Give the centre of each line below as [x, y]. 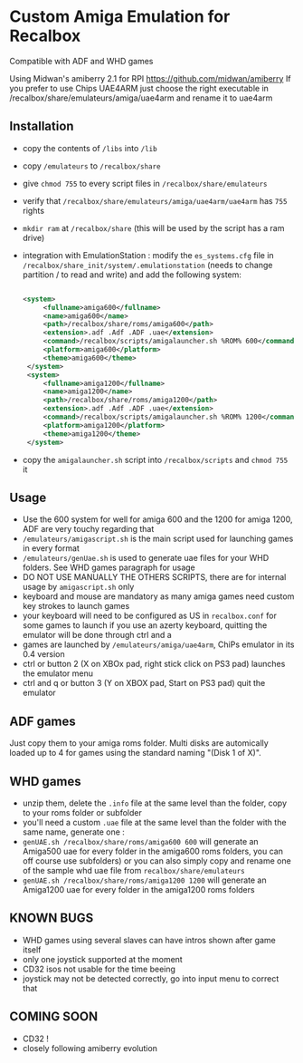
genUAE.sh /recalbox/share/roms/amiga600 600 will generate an [141, 841]
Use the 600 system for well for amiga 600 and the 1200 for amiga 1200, [157, 519]
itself [32, 950]
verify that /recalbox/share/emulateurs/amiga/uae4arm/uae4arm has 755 [155, 200]
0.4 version [43, 654]
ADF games [43, 721]
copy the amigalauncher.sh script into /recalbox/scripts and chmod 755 [155, 459]
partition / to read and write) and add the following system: [132, 275]
